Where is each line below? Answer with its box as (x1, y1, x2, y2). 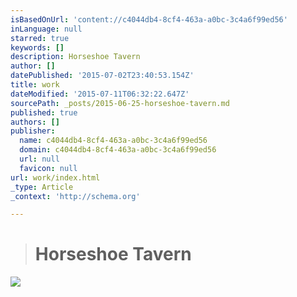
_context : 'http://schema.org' (10, 191, 141, 201)
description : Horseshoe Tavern (10, 52, 141, 62)
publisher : (10, 126, 56, 136)
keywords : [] (10, 42, 65, 53)
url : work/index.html (10, 172, 101, 183)
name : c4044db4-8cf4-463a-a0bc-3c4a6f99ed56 (19, 136, 208, 146)
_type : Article (10, 182, 74, 192)
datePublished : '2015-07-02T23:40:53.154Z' (10, 71, 195, 81)
